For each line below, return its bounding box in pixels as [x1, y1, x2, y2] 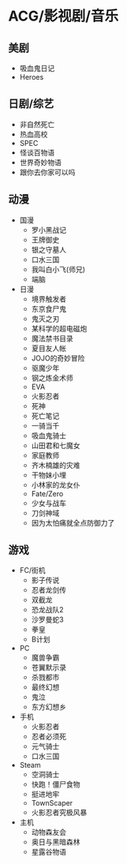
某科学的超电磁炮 [31, 324, 88, 333]
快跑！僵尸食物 [31, 780, 80, 789]
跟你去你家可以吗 [19, 167, 76, 177]
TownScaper [31, 799, 73, 808]
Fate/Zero [31, 488, 64, 498]
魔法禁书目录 [31, 333, 73, 343]
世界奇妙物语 [19, 157, 62, 166]
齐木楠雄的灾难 [31, 460, 80, 469]
